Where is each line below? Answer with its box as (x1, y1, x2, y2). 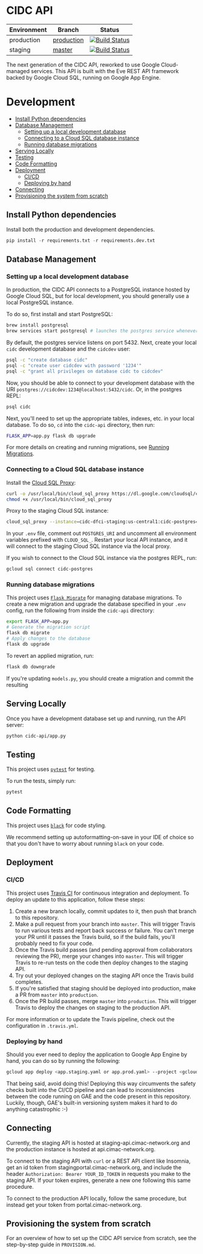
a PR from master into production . (14, 991, 98, 998)
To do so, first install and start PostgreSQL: (6, 311, 114, 318)
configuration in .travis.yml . (6, 1022, 79, 1029)
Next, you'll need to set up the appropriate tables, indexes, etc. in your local (6, 415, 195, 422)
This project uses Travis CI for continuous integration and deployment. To (6, 889, 189, 897)
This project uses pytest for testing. (6, 765, 95, 773)
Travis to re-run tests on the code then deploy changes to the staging (14, 959, 188, 966)
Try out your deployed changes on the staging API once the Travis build (14, 972, 194, 979)
